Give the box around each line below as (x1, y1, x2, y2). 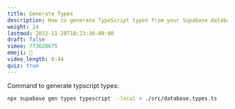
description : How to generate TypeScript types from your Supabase (7, 17, 208, 24)
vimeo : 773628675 (7, 43, 58, 50)
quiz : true (7, 62, 39, 69)
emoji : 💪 (7, 50, 33, 57)
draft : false (7, 36, 45, 43)
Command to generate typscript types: (7, 81, 119, 89)
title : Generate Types (7, 10, 73, 17)
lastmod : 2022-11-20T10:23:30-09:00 (7, 29, 114, 37)
